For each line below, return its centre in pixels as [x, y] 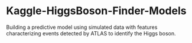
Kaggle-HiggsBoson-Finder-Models [96, 11]
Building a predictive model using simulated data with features [82, 27]
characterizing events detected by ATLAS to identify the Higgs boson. [91, 33]
